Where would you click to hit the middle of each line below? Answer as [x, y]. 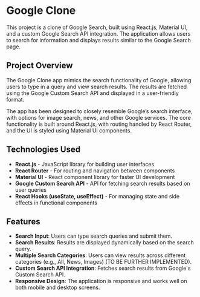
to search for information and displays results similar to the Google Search [99, 40]
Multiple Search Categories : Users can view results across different [100, 255]
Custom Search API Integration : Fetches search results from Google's [103, 268]
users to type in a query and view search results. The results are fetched [97, 86]
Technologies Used [43, 150]
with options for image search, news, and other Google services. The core [99, 117]
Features [23, 221]
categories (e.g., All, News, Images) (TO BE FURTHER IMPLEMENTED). [103, 262]
